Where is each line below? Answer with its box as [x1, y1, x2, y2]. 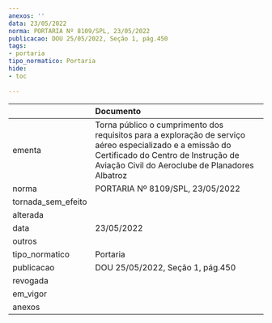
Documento [95, 105, 142, 117]
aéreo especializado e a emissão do [95, 139, 232, 151]
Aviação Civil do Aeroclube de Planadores [95, 159, 254, 171]
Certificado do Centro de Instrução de [95, 149, 240, 160]
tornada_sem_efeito [12, 196, 87, 207]
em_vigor [12, 288, 47, 300]
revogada [12, 274, 49, 286]
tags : [8, 42, 27, 50]
